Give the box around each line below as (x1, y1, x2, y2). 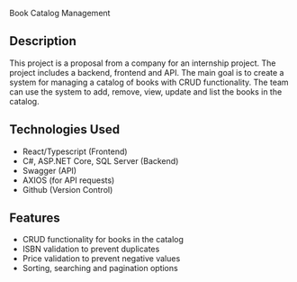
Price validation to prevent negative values (22, 253, 181, 264)
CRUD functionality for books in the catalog (22, 234, 184, 245)
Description (9, 33, 76, 49)
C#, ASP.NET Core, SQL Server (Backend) (22, 155, 179, 166)
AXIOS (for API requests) (22, 175, 115, 186)
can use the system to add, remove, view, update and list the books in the (9, 86, 283, 97)
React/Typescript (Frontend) (22, 146, 128, 157)
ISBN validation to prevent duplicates (22, 243, 160, 255)
